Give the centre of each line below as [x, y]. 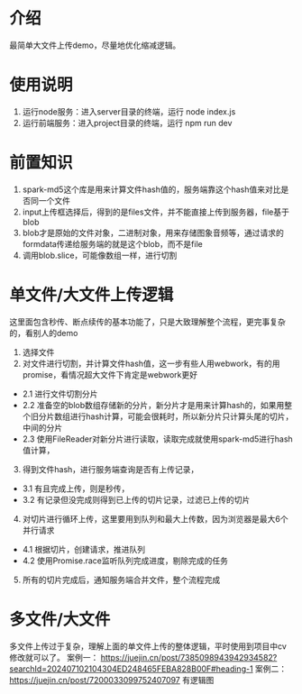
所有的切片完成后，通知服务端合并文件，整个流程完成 [121, 580]
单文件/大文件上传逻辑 [92, 295]
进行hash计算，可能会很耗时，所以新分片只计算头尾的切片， [182, 416]
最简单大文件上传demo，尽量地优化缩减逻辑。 [95, 45]
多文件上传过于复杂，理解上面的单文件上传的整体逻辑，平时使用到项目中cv [148, 646]
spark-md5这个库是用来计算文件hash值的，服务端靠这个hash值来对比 [151, 189]
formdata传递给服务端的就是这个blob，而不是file [112, 243]
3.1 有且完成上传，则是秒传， [76, 489]
